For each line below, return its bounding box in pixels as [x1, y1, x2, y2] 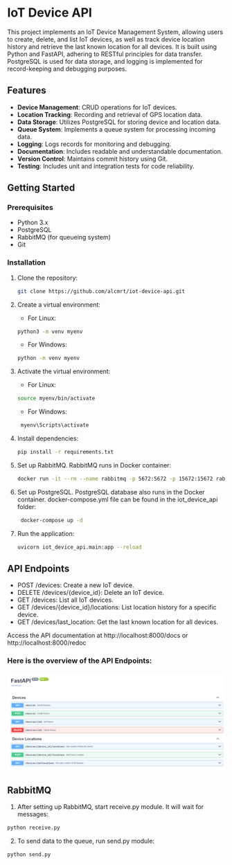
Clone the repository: [17, 274, 78, 282]
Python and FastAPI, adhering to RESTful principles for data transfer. [7, 50, 203, 58]
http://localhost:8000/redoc [7, 639, 87, 647]
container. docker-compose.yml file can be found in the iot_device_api [17, 495, 218, 503]
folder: [17, 502, 37, 510]
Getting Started [7, 182, 75, 194]
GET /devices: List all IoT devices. [17, 596, 114, 604]
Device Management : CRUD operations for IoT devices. [17, 102, 177, 112]
